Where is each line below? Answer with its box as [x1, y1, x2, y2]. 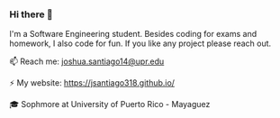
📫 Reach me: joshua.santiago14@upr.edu [9, 56, 165, 67]
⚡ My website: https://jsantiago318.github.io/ [9, 77, 176, 88]
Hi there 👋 [9, 8, 54, 21]
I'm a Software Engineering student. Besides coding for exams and [9, 29, 257, 40]
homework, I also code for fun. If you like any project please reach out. [9, 38, 272, 49]
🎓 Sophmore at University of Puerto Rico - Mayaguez [9, 99, 211, 110]
